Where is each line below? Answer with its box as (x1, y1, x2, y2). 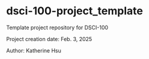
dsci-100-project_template (6, 4, 143, 18)
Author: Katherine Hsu (6, 46, 61, 54)
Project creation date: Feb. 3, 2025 (6, 35, 93, 42)
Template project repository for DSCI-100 (6, 24, 109, 31)
